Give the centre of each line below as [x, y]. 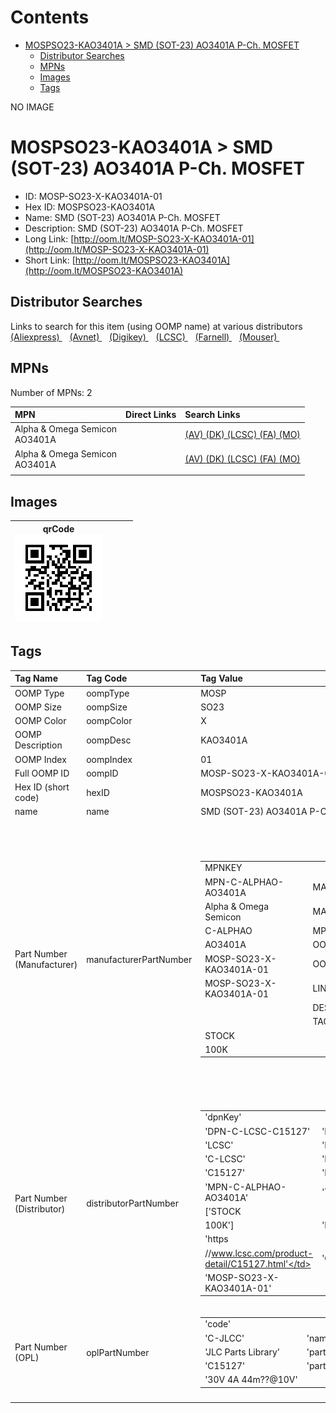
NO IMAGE [32, 107]
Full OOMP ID [42, 773]
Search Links [212, 414]
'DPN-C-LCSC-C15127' [257, 1131]
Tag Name [36, 678]
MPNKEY [223, 868]
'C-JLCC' [224, 1338]
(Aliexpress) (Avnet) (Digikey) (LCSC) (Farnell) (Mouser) [144, 337]
